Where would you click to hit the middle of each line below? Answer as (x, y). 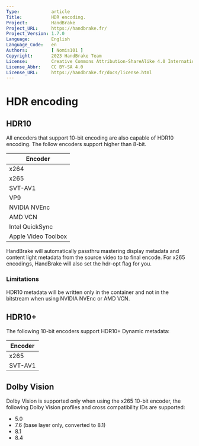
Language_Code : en (32, 45)
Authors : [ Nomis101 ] (45, 50)
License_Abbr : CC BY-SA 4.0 (45, 67)
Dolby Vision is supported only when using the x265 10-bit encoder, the (94, 401)
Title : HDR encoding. (46, 17)
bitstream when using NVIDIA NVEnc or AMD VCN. (68, 298)
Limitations (23, 279)
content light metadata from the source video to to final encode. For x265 (96, 257)
